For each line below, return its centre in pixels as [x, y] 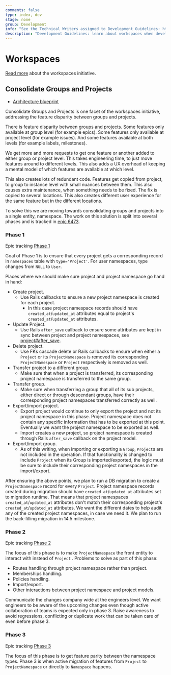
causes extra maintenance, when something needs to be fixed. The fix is [81, 190]
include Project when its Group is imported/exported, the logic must [92, 460]
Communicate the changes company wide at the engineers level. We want [83, 600]
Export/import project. [36, 406]
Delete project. [28, 346]
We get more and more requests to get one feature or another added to [80, 153]
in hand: [14, 282]
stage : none [18, 19]
